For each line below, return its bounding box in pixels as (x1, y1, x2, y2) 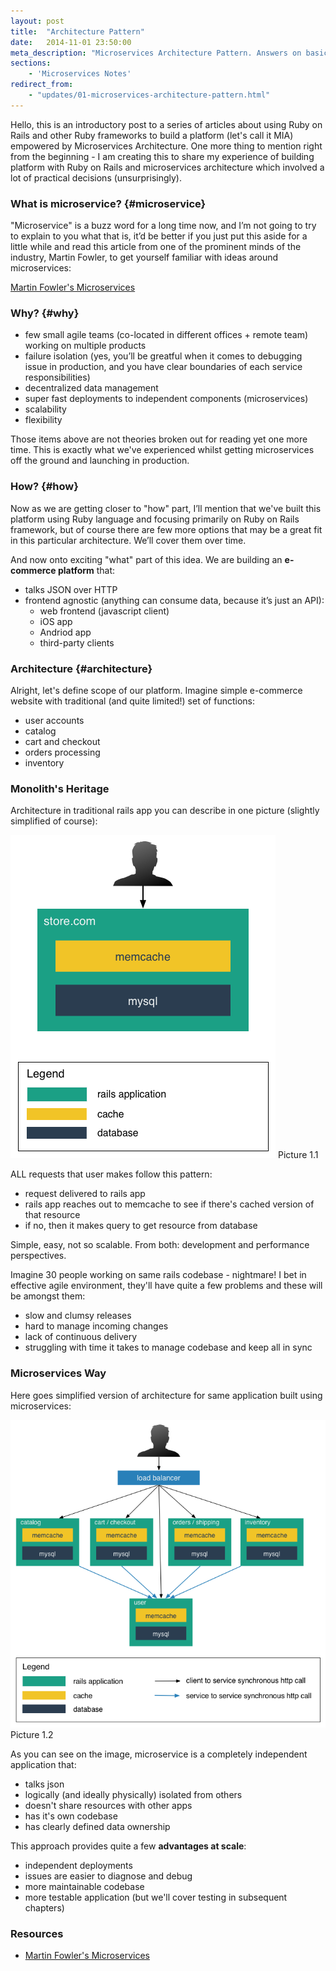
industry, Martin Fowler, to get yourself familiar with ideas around (10, 251, 279, 264)
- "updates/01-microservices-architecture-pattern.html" (28, 90, 271, 100)
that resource (24, 1209, 81, 1221)
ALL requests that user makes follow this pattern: (10, 1168, 213, 1180)
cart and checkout (24, 735, 101, 747)
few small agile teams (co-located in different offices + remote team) (24, 329, 309, 341)
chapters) (24, 1901, 65, 1914)
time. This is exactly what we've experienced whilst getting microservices (10, 444, 315, 456)
